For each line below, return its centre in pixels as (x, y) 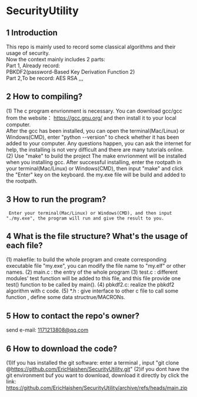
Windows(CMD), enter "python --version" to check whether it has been (93, 137)
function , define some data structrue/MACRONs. (66, 297)
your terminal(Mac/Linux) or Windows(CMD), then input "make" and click (95, 168)
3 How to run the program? (56, 200)
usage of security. (28, 53)
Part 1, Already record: (33, 65)
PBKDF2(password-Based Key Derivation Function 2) (71, 72)
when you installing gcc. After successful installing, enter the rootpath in (94, 162)
